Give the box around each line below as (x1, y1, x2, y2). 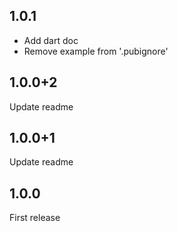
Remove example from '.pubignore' (23, 45, 169, 57)
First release (9, 212, 61, 224)
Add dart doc (23, 34, 79, 46)
